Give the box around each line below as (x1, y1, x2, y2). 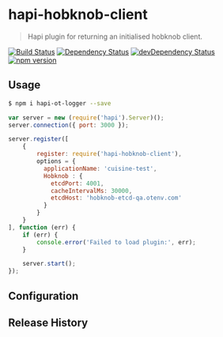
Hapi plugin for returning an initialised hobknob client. (27, 32, 203, 41)
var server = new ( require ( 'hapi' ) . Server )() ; (8, 113, 164, 122)
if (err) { (22, 231, 59, 239)
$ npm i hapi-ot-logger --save (8, 99, 111, 108)
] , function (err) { (8, 223, 77, 231)
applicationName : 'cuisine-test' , (43, 165, 157, 172)
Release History (8, 316, 89, 329)
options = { (36, 157, 77, 165)
